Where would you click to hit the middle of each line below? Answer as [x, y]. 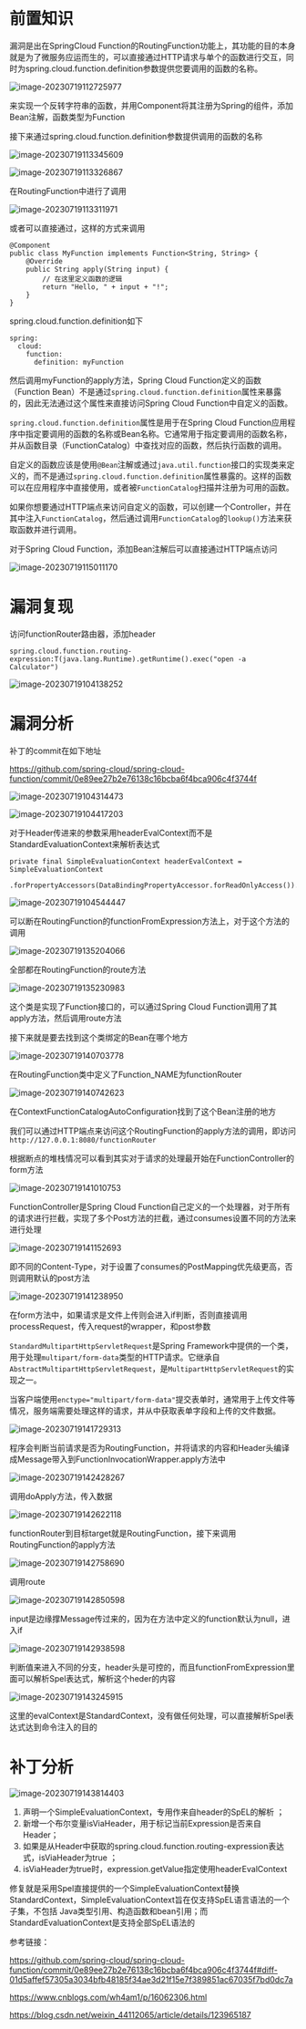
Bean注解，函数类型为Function [67, 117]
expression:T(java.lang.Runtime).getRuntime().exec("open [122, 659]
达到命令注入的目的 [61, 1727]
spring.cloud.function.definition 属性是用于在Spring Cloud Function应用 [149, 422]
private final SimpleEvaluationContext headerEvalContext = [126, 861]
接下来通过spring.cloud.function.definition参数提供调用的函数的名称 [136, 136]
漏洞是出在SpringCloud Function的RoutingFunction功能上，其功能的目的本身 [153, 46]
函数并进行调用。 [49, 529]
